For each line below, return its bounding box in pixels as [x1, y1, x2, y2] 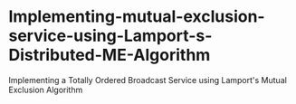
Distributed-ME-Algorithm [8, 45, 211, 65]
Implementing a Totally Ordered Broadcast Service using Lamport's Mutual [8, 74, 287, 85]
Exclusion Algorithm [8, 84, 83, 95]
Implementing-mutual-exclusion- [8, 6, 265, 27]
